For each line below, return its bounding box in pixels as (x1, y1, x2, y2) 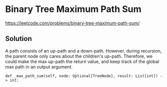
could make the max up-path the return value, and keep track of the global (5, 58, 159, 64)
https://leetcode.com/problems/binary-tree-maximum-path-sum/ (5, 20, 140, 26)
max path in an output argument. (5, 63, 73, 69)
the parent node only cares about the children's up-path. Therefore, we (5, 53, 153, 59)
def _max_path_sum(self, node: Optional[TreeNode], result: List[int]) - (5, 73, 163, 78)
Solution (5, 34, 32, 43)
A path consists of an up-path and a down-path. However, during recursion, (5, 47, 162, 53)
